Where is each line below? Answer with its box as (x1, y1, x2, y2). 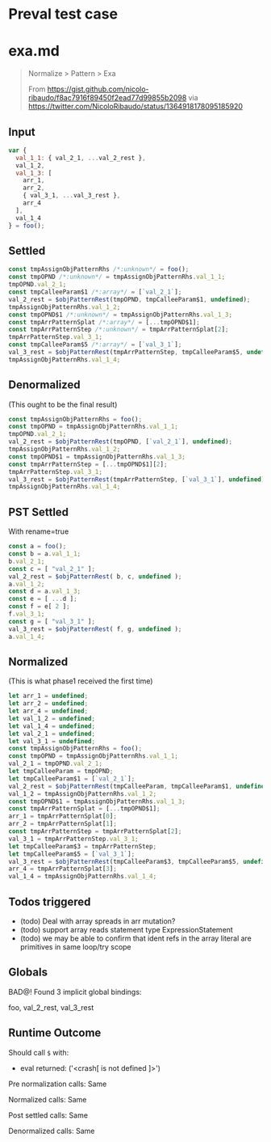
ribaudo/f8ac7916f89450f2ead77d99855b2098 (27, 93, 187, 103)
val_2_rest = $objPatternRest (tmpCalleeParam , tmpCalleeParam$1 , (8, 782, 232, 790)
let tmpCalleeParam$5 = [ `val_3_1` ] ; (8, 850, 135, 858)
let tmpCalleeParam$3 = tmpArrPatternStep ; (8, 842, 157, 850)
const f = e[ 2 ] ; (8, 603, 70, 611)
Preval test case (8, 5, 119, 23)
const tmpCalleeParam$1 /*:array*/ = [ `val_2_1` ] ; (8, 288, 182, 296)
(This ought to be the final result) (8, 400, 118, 409)
